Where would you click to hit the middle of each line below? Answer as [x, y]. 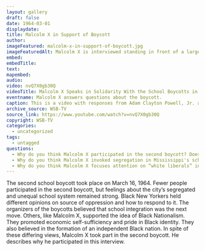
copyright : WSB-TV [30, 120]
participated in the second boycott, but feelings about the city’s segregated [101, 190]
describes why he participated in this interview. [66, 242]
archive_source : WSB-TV [37, 109]
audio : [15, 80]
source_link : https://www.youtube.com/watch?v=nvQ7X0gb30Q [83, 114]
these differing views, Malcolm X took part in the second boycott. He [93, 235]
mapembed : [19, 75]
